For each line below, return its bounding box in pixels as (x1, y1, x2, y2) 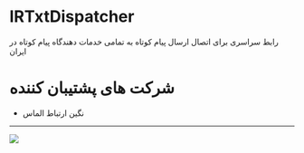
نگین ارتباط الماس (22, 107, 84, 119)
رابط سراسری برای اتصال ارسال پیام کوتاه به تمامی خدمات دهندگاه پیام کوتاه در (9, 36, 279, 47)
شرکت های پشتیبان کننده (9, 78, 175, 99)
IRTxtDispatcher (9, 6, 135, 27)
